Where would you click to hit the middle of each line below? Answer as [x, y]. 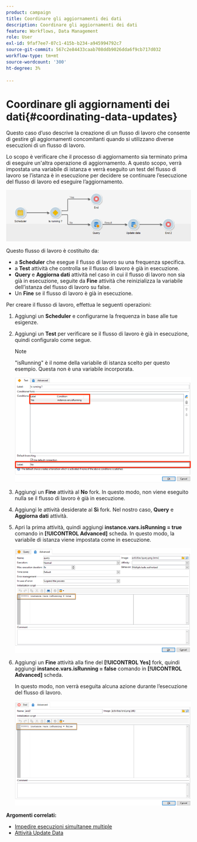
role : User [19, 37]
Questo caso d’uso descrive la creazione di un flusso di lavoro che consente [98, 133]
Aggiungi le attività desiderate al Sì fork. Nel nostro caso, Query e [94, 509]
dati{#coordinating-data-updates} [92, 117]
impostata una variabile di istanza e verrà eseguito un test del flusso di [91, 169]
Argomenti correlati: [31, 815]
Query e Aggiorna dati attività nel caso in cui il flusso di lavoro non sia [100, 274]
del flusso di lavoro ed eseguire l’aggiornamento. [65, 182]
